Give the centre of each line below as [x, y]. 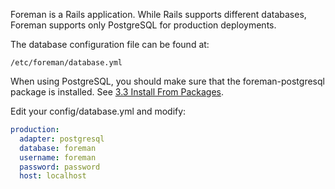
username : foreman [58, 157]
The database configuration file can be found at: [110, 44]
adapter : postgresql [62, 139]
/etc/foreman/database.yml [66, 63]
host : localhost [53, 176]
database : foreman [58, 148]
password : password [60, 167]
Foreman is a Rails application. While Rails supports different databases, [158, 14]
